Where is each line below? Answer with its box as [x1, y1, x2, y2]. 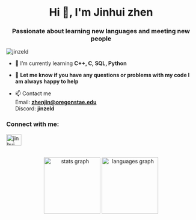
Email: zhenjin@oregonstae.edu [14, 99, 97, 106]
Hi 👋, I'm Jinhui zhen [49, 5, 153, 19]
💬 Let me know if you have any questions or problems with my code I [14, 72, 190, 79]
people [90, 34, 112, 43]
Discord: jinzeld [14, 105, 55, 112]
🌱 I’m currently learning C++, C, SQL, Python [14, 60, 127, 67]
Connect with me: [6, 120, 60, 128]
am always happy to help [14, 78, 79, 85]
